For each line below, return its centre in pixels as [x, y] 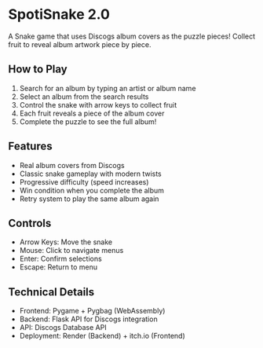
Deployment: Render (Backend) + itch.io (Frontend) [102, 336]
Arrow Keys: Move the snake [66, 242]
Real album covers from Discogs [72, 165]
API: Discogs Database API [63, 328]
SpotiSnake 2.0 [59, 15]
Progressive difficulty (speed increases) [84, 181]
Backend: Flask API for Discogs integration [89, 319]
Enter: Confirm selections [60, 259]
